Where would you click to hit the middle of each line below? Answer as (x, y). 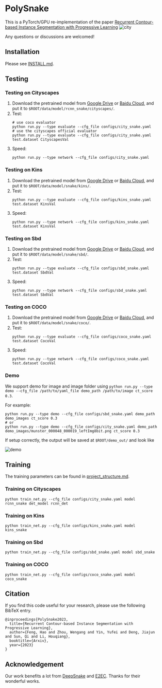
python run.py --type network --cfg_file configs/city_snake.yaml (81, 158)
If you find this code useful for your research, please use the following (75, 605)
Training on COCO (27, 564)
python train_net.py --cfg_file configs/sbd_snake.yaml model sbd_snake (80, 552)
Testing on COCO (26, 307)
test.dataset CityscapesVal (40, 140)
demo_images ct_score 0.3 (31, 418)
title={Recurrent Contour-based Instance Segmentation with (71, 624)
